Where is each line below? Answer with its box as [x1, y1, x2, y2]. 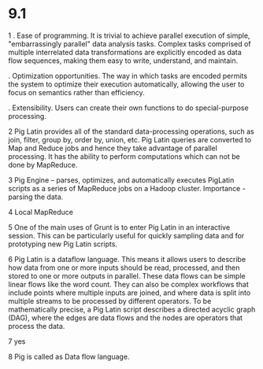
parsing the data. [8, 192, 64, 201]
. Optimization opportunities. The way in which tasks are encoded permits [8, 71, 248, 80]
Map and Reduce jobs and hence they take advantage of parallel [8, 143, 218, 153]
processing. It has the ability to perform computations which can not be [8, 151, 240, 161]
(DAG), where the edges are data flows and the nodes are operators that [8, 312, 243, 323]
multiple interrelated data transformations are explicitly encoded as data [8, 47, 242, 57]
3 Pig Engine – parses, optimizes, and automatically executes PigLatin [8, 175, 235, 185]
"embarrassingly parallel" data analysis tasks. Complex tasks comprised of [8, 39, 251, 48]
